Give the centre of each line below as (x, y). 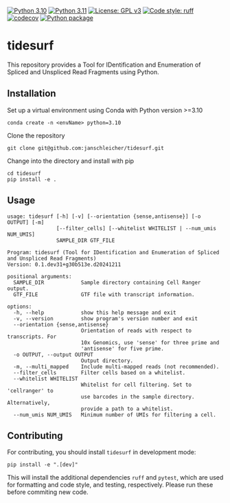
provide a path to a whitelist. (127, 409)
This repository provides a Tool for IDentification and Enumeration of (104, 65)
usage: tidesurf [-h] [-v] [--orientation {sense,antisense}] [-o (104, 216)
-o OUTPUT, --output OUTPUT (54, 355)
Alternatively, (29, 403)
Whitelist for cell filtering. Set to (136, 385)
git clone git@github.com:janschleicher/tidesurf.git (86, 148)
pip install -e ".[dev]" (43, 465)
